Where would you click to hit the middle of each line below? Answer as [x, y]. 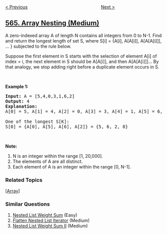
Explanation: [22, 106]
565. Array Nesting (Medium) [52, 23]
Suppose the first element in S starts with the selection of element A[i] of [81, 56]
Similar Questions [28, 204]
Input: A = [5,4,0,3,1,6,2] [40, 96]
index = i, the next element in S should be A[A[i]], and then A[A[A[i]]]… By [82, 61]
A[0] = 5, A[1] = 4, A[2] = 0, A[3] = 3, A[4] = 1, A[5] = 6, [84, 111]
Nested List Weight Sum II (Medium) [50, 226]
